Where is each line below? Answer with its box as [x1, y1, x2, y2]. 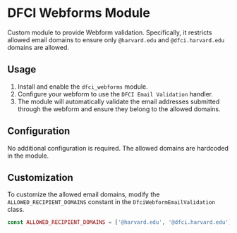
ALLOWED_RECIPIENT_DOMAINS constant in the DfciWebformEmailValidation [7, 198, 215, 206]
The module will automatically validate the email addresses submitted [17, 97, 220, 106]
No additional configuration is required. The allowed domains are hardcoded [7, 144, 229, 152]
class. [7, 206, 25, 214]
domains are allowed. [7, 43, 69, 51]
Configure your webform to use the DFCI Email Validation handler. [17, 89, 214, 98]
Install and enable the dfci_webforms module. [17, 82, 148, 91]
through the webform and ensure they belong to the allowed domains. [17, 104, 221, 113]
